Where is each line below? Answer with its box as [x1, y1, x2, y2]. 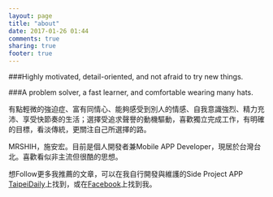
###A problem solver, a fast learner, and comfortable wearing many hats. [8, 88, 253, 97]
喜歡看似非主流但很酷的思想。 [22, 152, 123, 161]
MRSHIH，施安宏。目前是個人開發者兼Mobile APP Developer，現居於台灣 [8, 142, 254, 151]
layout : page [8, 11, 53, 20]
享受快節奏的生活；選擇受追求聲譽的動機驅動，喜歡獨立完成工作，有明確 [22, 114, 265, 124]
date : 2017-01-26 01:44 [8, 27, 89, 35]
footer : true [8, 49, 53, 58]
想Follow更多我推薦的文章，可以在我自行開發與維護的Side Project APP [8, 169, 244, 178]
